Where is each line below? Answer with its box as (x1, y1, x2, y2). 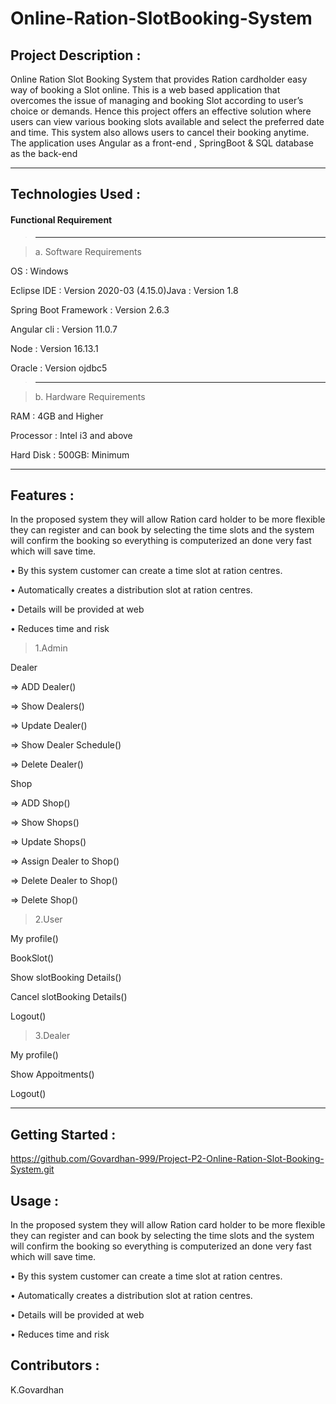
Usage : (10, 1192, 60, 1209)
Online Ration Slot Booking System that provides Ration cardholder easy (10, 73, 308, 85)
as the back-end (10, 148, 78, 159)
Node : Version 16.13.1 (10, 342, 99, 354)
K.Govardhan (10, 1383, 65, 1396)
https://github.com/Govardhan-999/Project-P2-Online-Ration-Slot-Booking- (10, 1153, 325, 1165)
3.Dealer (34, 1030, 71, 1042)
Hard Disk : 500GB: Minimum (10, 448, 130, 461)
